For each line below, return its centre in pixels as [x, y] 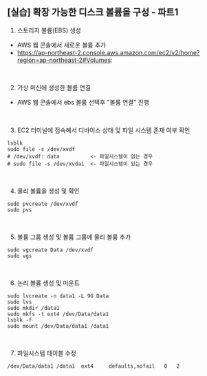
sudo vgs [20, 256]
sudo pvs [20, 210]
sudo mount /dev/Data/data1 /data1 [58, 326]
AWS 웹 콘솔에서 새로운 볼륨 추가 [62, 45]
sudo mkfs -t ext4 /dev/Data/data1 [58, 314]
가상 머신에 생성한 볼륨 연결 [54, 87]
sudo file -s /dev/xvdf [41, 149]
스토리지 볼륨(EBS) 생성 [49, 30]
